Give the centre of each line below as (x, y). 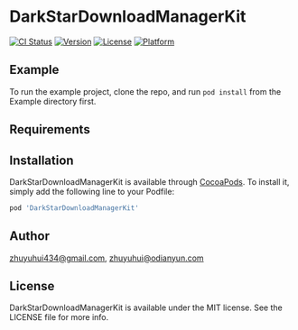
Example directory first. (53, 101)
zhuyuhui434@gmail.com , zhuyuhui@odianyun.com (107, 258)
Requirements (50, 129)
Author (29, 236)
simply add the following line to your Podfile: (92, 191)
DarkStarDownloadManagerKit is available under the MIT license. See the (146, 307)
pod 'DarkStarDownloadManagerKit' (74, 208)
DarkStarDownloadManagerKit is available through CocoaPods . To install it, (149, 181)
